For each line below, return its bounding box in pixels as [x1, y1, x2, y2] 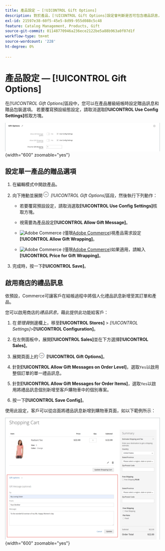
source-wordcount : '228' [5, 39, 56, 44]
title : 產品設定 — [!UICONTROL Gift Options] [5, 8, 97, 13]
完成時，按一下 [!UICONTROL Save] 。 [12, 263, 89, 269]
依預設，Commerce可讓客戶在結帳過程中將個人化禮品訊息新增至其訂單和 [5, 293, 152, 299]
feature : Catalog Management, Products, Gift [5, 24, 100, 28]
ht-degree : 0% [5, 44, 34, 49]
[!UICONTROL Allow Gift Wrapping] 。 [19, 236, 97, 242]
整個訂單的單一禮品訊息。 [12, 370, 64, 376]
